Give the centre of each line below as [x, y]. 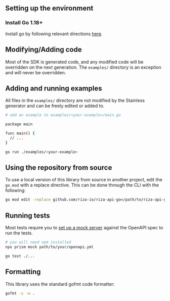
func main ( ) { [20, 133]
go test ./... [20, 256]
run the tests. [19, 233]
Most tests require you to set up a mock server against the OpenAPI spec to [84, 228]
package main [19, 124]
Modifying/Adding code [44, 50]
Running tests [28, 215]
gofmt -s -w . [20, 293]
